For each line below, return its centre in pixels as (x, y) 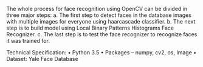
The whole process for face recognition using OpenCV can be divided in (97, 9)
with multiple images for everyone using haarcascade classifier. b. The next (101, 21)
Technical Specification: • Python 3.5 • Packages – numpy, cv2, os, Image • (101, 53)
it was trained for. (28, 41)
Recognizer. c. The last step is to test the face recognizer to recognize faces (102, 34)
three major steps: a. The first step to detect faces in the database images (99, 15)
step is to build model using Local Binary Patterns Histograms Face (90, 28)
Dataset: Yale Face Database (42, 59)
